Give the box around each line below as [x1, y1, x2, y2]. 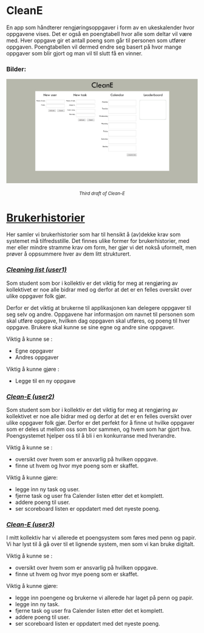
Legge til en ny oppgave [15, 377, 76, 384]
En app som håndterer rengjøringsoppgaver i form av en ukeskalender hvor [6, 24, 195, 31]
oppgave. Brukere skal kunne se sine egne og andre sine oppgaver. [6, 323, 175, 330]
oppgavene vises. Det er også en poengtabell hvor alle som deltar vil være [6, 30, 192, 37]
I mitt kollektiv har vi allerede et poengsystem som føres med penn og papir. [6, 534, 196, 542]
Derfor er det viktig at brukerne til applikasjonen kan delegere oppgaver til [6, 304, 191, 311]
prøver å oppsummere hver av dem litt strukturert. [6, 250, 132, 257]
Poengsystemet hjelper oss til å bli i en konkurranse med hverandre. [6, 432, 177, 439]
